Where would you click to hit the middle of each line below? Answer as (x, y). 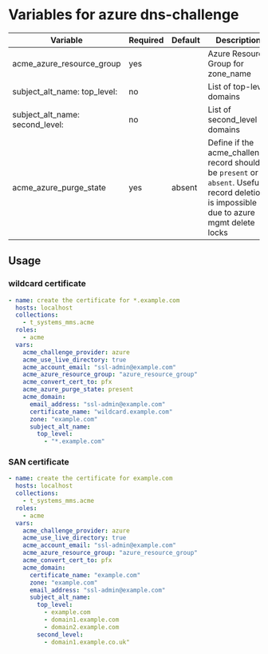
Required (146, 40)
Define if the (231, 142)
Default (186, 40)
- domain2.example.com (81, 627)
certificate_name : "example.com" (85, 575)
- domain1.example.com (81, 620)
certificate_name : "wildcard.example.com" (101, 412)
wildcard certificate (47, 284)
